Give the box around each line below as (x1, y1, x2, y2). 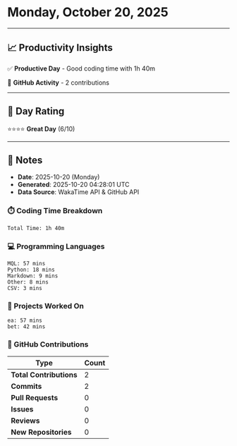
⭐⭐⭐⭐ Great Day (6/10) (7, 124, 75, 133)
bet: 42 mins (7, 323, 46, 330)
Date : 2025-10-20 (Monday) (17, 173, 100, 181)
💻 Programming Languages (7, 241, 105, 251)
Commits (11, 381, 42, 391)
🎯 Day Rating (7, 105, 65, 117)
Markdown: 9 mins (7, 272, 59, 279)
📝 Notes (7, 154, 43, 166)
